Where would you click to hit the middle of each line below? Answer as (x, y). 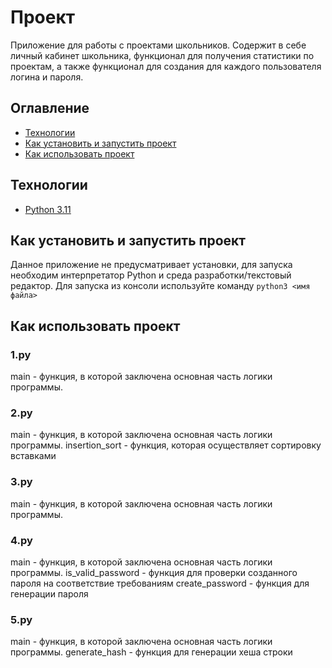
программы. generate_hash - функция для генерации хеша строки (151, 652)
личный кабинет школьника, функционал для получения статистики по (162, 55)
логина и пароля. (47, 77)
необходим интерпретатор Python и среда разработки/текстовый (151, 275)
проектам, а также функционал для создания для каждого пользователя (166, 66)
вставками (33, 456)
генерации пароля (49, 593)
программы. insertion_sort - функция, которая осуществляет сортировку (166, 445)
